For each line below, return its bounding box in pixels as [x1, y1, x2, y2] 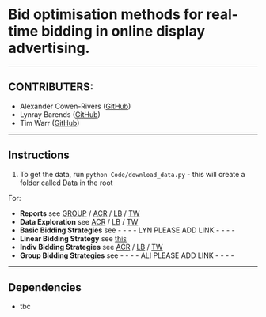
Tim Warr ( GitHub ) [19, 118, 80, 127]
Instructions [8, 149, 70, 162]
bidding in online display [40, 22, 206, 40]
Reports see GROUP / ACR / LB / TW [19, 208, 140, 218]
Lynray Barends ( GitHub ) [19, 109, 101, 119]
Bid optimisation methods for [8, 6, 203, 24]
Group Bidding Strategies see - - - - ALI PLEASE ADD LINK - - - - [19, 251, 235, 260]
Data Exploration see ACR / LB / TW [19, 217, 139, 226]
